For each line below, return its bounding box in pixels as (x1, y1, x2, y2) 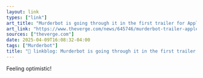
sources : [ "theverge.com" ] (6, 31, 74, 37)
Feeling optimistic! (6, 65, 52, 72)
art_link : (6, 25, 31, 32)
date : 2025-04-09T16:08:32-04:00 (6, 37, 91, 43)
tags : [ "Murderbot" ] (6, 43, 59, 49)
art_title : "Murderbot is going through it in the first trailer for (6, 20, 185, 26)
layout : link (6, 8, 39, 15)
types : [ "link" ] (6, 15, 47, 21)
